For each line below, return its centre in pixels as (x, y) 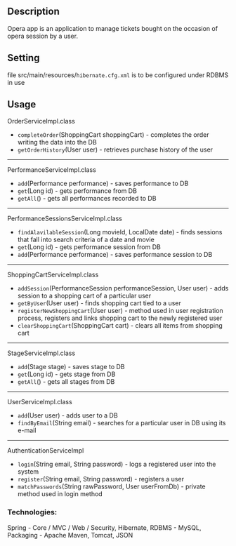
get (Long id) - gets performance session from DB (89, 247)
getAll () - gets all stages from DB (66, 382)
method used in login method (60, 494)
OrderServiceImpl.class (41, 121)
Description (33, 12)
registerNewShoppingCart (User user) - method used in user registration (120, 311)
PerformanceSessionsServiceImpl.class (65, 219)
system (28, 472)
